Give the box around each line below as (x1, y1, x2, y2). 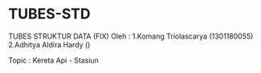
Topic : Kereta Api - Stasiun (8, 55, 99, 65)
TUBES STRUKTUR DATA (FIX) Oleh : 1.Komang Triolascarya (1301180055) (8, 31, 254, 41)
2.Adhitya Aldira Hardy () (8, 39, 91, 49)
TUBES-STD (8, 5, 91, 23)
